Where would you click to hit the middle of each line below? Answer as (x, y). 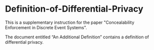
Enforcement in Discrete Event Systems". (46, 27)
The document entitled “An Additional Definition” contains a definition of (77, 37)
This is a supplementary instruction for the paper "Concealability (70, 22)
